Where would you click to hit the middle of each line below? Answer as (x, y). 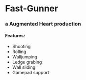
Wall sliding (24, 67)
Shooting (21, 47)
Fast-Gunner (32, 9)
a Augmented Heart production (43, 24)
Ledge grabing (27, 62)
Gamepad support (30, 73)
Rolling (19, 52)
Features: (15, 35)
